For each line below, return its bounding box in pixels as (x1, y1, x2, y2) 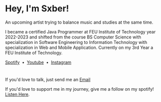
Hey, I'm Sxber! (5, 3, 69, 14)
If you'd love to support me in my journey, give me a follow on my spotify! (5, 86, 154, 92)
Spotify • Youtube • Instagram (5, 59, 71, 65)
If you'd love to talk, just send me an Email (5, 77, 91, 83)
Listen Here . (5, 92, 30, 98)
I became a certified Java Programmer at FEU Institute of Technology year (5, 29, 156, 34)
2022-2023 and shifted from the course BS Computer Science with (5, 34, 141, 40)
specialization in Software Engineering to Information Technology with (5, 39, 148, 45)
